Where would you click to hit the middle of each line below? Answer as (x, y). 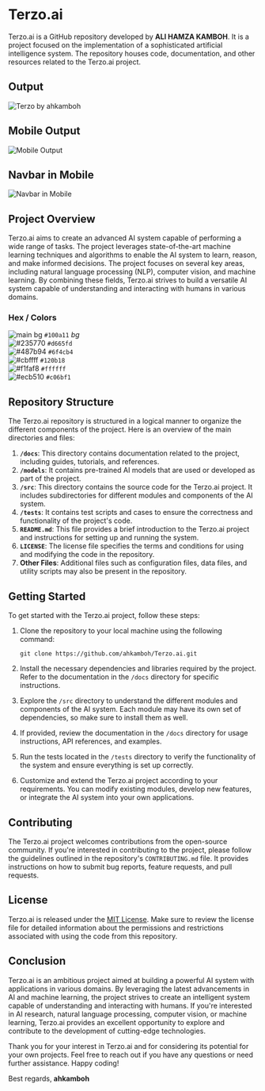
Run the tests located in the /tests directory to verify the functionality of (138, 757)
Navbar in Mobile (51, 175)
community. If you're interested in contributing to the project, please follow (130, 850)
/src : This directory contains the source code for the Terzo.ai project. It (136, 487)
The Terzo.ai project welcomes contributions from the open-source (118, 841)
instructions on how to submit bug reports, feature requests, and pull (120, 866)
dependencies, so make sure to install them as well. (104, 718)
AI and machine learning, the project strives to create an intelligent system (129, 997)
